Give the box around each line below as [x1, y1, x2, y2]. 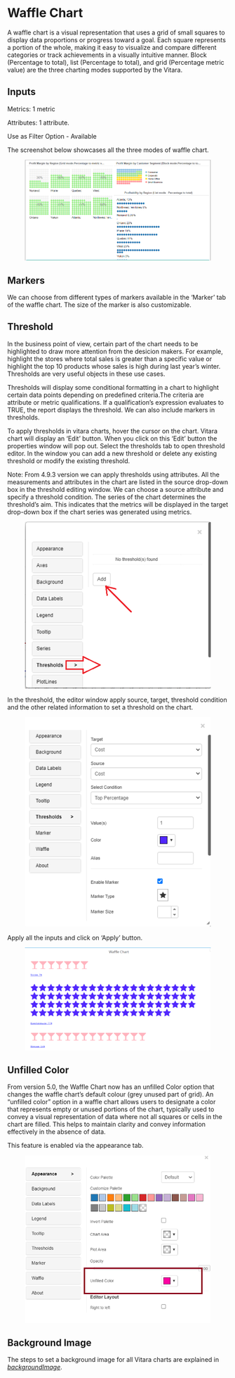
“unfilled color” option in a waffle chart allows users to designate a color [7, 1098, 216, 1106]
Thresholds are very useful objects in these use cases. [7, 369, 166, 378]
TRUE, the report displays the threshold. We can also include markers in [7, 405, 215, 414]
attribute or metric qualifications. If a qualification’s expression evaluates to [7, 398, 224, 406]
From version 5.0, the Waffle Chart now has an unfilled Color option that [7, 1082, 215, 1092]
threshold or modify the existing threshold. [7, 456, 130, 465]
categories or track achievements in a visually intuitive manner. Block [7, 51, 207, 59]
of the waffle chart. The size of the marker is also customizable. [7, 301, 192, 309]
